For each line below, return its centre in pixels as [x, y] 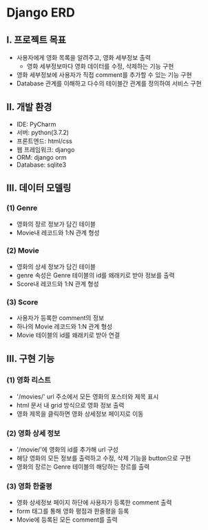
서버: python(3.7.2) [43, 132]
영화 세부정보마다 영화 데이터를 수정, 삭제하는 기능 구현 [100, 66]
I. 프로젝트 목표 [37, 40]
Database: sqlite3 [41, 165]
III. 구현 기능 [31, 359]
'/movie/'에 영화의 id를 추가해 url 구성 [67, 449]
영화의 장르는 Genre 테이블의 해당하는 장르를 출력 [83, 467]
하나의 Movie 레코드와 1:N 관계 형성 [64, 327]
